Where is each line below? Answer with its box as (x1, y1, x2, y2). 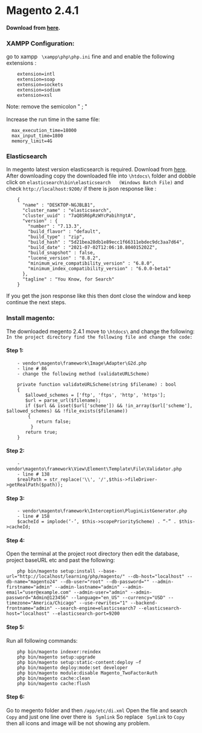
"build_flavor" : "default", (28, 228, 101, 235)
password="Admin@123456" (6, 595, 69, 601)
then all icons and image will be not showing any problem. (6, 719, 151, 727)
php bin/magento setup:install (17, 568, 96, 574)
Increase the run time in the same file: (6, 116, 101, 123)
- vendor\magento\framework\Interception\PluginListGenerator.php (17, 508, 188, 514)
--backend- (130, 600, 158, 606)
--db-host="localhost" (127, 574, 185, 580)
